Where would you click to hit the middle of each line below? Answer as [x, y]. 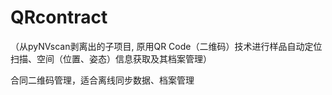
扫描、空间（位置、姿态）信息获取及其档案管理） [111, 58]
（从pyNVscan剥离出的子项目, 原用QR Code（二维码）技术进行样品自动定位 [166, 46]
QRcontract [59, 17]
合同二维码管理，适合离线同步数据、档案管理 [102, 80]
